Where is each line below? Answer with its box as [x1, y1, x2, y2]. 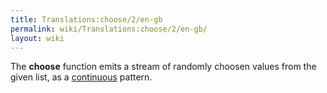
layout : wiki [10, 33, 65, 43]
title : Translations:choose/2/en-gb [10, 14, 163, 25]
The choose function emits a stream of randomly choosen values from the [10, 61, 317, 73]
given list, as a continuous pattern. [10, 71, 153, 83]
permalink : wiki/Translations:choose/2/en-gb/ [10, 24, 208, 34]
